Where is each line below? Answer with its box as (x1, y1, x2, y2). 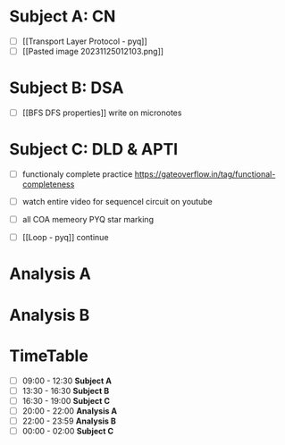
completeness (21, 179, 75, 189)
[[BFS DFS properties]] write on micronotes (21, 107, 182, 118)
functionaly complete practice (21, 169, 133, 180)
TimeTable (9, 346, 89, 365)
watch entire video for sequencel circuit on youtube (21, 197, 213, 207)
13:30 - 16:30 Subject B (21, 385, 110, 396)
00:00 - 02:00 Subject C (21, 425, 114, 436)
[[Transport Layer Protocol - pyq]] (21, 36, 147, 46)
